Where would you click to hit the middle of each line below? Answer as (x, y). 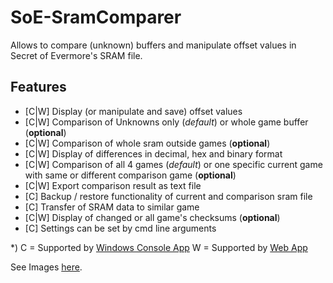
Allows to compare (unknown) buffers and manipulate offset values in (153, 45)
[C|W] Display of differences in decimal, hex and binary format (153, 153)
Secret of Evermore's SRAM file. (76, 55)
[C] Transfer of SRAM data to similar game (112, 207)
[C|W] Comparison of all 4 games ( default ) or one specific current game (173, 164)
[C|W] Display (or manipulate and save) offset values (133, 111)
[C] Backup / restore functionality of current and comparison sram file (168, 196)
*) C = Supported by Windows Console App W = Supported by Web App (159, 247)
